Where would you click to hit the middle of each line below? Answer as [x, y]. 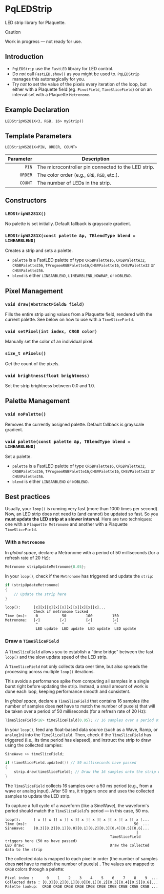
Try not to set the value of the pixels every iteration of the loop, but [79, 84]
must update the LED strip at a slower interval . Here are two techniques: [79, 519]
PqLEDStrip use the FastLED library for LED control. [63, 68]
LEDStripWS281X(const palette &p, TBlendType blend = [70, 236]
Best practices [28, 497]
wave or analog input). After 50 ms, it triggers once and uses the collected [80, 791]
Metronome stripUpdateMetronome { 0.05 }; [46, 567]
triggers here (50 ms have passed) [41, 841]
